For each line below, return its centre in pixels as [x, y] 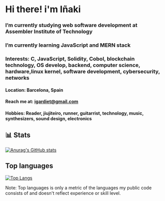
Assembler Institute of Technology [49, 31]
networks [17, 78]
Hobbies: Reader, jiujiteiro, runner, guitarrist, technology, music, [74, 113]
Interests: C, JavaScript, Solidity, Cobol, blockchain [70, 58]
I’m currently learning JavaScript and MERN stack [68, 45]
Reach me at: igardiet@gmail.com [42, 102]
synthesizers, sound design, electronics [49, 118]
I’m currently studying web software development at [71, 25]
